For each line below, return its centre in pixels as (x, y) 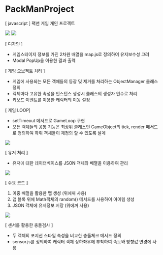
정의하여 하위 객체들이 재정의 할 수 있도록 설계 (62, 133)
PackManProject (40, 9)
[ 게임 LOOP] (18, 110)
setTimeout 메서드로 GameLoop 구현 (49, 120)
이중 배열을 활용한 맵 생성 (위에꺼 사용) (49, 193)
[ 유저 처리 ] (16, 152)
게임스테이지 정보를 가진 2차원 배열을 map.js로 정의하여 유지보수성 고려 (81, 54)
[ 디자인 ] (14, 44)
